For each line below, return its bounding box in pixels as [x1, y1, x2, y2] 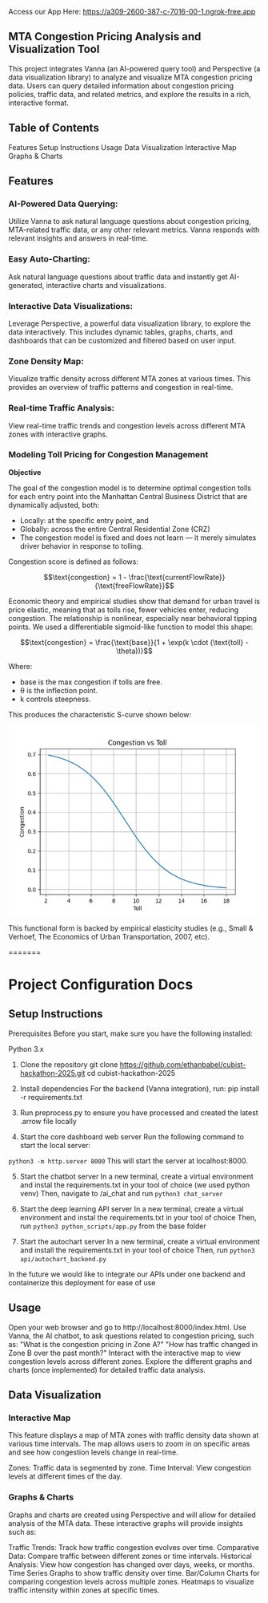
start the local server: [19, 1140, 90, 1150]
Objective [8, 467, 42, 477]
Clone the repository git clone [19, 1059, 118, 1069]
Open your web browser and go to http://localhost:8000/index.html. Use [8, 1322, 246, 1332]
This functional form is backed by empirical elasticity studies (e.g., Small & [8, 923, 254, 933]
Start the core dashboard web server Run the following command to [19, 1131, 244, 1142]
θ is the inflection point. [19, 685, 98, 695]
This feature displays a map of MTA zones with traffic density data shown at [8, 1431, 259, 1440]
